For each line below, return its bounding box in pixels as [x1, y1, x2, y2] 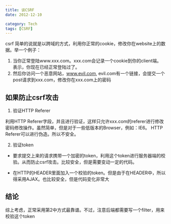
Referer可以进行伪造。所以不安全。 [5, 131, 79, 137]
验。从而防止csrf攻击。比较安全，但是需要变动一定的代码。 [12, 159, 137, 165]
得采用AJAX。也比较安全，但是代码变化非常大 [12, 176, 109, 182]
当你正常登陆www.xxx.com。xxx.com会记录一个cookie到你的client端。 [12, 58, 162, 64]
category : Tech [5, 21, 38, 26]
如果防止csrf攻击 [5, 93, 59, 102]
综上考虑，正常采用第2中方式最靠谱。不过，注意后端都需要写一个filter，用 [5, 207, 160, 213]
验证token [12, 142, 34, 148]
